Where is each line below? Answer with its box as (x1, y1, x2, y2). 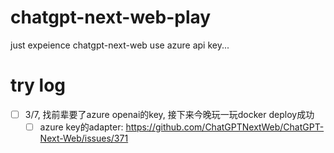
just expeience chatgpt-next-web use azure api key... (10, 39, 230, 51)
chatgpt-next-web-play (10, 6, 212, 29)
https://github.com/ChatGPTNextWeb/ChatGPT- (125, 121, 325, 133)
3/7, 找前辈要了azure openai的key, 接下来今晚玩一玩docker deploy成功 (24, 108, 315, 120)
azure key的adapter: (39, 121, 124, 133)
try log (10, 74, 67, 97)
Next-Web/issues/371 (39, 132, 129, 144)
